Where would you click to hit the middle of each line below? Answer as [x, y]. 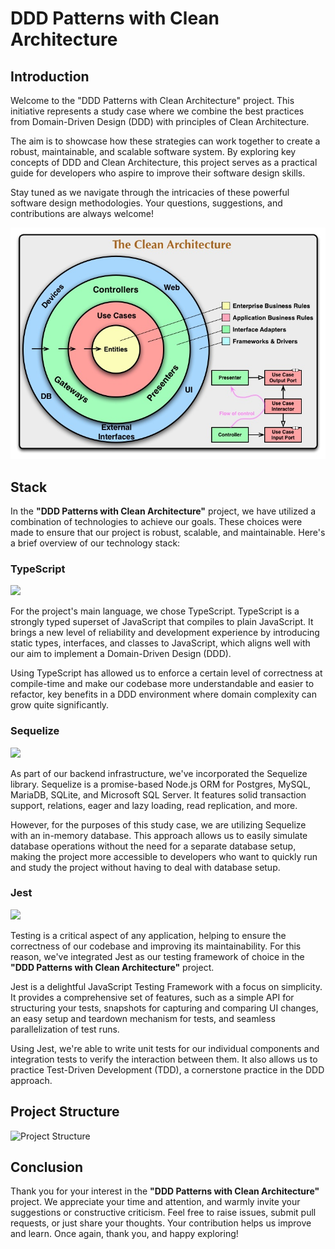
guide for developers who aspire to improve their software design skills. [158, 173]
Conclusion [47, 1167]
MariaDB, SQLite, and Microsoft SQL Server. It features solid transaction [158, 794]
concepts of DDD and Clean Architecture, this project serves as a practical [164, 162]
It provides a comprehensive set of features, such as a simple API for [152, 997]
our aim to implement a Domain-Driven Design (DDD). [121, 654]
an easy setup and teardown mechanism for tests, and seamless [143, 1018]
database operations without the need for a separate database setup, [153, 846]
